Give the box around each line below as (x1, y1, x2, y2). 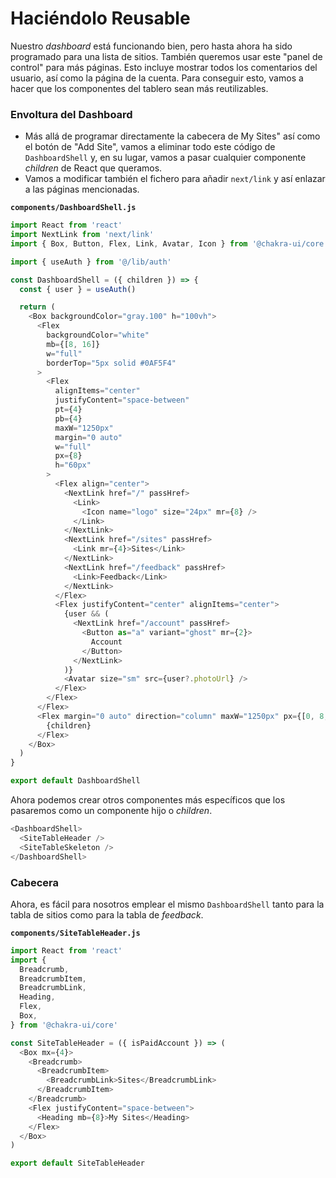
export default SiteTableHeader (10, 1158, 145, 1169)
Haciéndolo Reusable (10, 7, 191, 30)
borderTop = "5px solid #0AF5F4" (46, 358, 177, 368)
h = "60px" (54, 460, 92, 471)
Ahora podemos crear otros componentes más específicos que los (10, 794, 286, 806)
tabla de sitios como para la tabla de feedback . (10, 908, 204, 921)
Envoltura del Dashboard (10, 107, 133, 121)
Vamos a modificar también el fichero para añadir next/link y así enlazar (24, 173, 326, 185)
